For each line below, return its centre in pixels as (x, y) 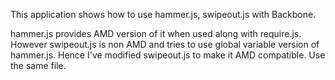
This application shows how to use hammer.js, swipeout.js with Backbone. (163, 14)
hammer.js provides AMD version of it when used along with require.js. (156, 33)
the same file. (38, 65)
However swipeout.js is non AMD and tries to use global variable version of (165, 44)
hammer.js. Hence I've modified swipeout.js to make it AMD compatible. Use (168, 55)
